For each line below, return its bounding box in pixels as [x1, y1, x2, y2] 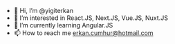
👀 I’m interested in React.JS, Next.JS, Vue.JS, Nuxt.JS [13, 14, 168, 22]
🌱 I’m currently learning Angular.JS [13, 21, 113, 29]
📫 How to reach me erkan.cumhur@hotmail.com [13, 29, 154, 37]
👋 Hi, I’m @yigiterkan [13, 7, 74, 14]
